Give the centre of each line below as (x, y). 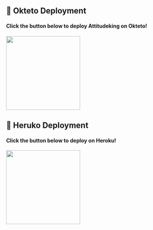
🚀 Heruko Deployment (47, 125)
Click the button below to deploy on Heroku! (61, 140)
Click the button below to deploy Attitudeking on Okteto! (77, 26)
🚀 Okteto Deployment (46, 11)
